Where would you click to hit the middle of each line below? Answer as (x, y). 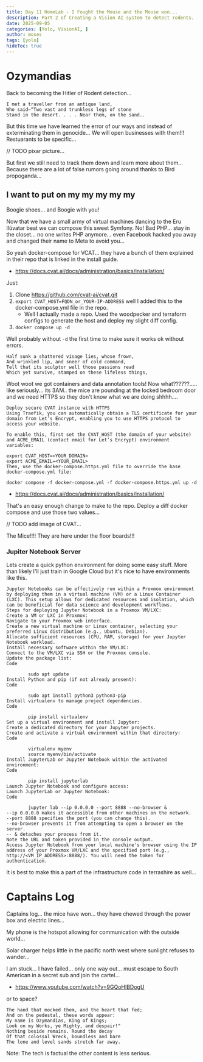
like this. (17, 577)
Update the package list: (39, 658)
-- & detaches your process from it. (54, 834)
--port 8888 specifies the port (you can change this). (78, 818)
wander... (18, 957)
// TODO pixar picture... (36, 151)
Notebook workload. (31, 642)
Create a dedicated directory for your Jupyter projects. (81, 727)
